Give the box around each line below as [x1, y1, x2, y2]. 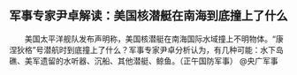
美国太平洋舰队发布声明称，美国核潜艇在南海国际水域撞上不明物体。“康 [24, 34, 285, 44]
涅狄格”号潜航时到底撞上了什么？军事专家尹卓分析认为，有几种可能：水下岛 [9, 44, 285, 55]
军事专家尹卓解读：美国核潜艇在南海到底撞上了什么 [9, 8, 288, 24]
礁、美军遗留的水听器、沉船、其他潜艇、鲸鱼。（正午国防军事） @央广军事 [9, 56, 278, 66]
